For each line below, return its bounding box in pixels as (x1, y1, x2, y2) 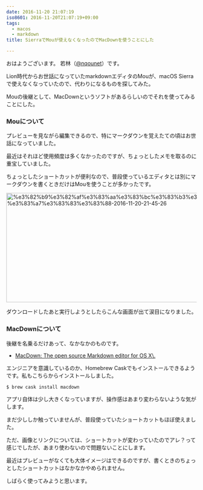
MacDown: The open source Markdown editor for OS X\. (14, 352, 156, 359)
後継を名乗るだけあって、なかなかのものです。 (6, 340, 122, 347)
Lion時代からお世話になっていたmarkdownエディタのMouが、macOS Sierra (6, 73, 194, 79)
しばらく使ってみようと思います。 (6, 477, 91, 485)
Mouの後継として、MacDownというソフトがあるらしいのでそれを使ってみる (6, 93, 195, 100)
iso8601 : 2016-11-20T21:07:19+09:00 (6, 15, 98, 21)
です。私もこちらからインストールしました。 (6, 372, 117, 379)
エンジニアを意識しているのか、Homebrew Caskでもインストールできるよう (6, 364, 196, 371)
